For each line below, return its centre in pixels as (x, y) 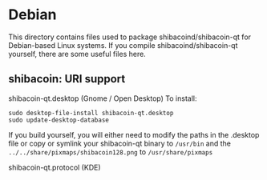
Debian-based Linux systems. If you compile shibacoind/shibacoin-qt (123, 45)
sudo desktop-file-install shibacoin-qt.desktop (91, 113)
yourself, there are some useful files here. (77, 54)
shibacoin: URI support (67, 79)
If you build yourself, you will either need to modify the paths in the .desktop (134, 134)
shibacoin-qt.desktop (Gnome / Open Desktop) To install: (103, 98)
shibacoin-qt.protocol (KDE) (55, 167)
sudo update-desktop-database (59, 120)
